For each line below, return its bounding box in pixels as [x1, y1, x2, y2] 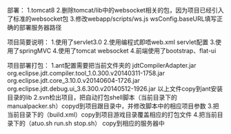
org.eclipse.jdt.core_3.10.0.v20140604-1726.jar [7, 77, 140, 84]
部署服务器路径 [19, 23, 62, 31]
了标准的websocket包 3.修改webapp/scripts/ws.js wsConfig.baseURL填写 [7, 15, 217, 23]
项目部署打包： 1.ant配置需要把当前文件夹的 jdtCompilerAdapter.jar [7, 61, 197, 69]
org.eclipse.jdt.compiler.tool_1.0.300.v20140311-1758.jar [7, 69, 165, 77]
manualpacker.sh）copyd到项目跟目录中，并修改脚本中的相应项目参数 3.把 [7, 102, 219, 110]
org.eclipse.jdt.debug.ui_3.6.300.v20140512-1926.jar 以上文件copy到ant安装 [7, 85, 223, 93]
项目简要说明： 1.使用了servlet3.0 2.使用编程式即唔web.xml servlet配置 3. [7, 38, 216, 46]
